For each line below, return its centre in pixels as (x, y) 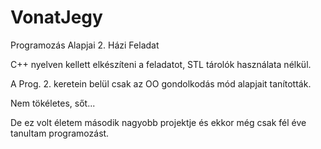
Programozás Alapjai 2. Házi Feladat (85, 45)
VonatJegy (56, 17)
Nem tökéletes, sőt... (53, 103)
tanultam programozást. (60, 133)
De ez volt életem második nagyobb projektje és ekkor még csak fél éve (158, 122)
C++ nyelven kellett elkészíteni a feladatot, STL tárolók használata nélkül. (161, 64)
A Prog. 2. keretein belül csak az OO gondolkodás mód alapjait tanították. (161, 83)
